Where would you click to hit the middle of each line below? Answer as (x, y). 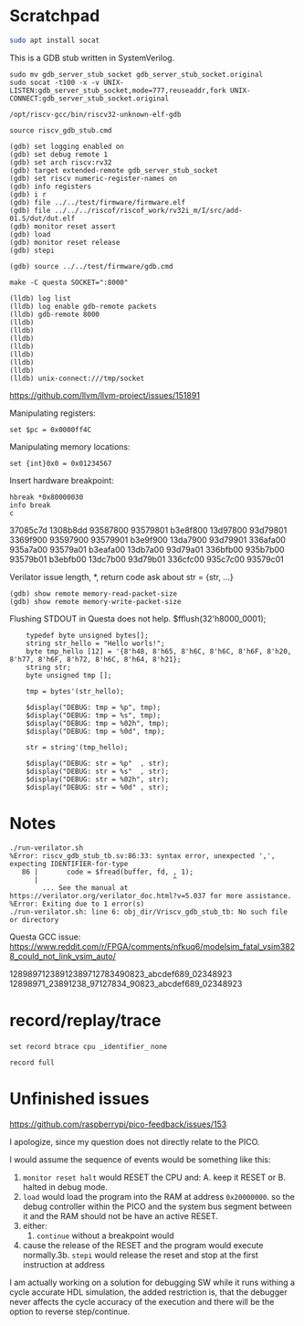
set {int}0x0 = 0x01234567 (61, 463)
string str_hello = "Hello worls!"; (96, 643)
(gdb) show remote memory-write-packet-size (95, 601)
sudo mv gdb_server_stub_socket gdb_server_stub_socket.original (136, 74)
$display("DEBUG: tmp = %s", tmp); (94, 715)
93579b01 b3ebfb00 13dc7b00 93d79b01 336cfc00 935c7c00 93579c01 (147, 559)
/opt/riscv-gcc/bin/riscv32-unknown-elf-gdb (95, 114)
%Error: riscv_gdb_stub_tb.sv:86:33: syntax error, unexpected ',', (142, 855)
